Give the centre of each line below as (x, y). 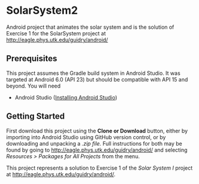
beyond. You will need (33, 86)
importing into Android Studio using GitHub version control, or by (86, 137)
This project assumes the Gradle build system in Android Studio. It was (93, 73)
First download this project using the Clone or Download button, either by (97, 131)
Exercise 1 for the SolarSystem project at (56, 33)
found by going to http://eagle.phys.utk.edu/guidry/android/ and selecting (97, 150)
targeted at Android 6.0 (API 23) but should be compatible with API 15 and (97, 79)
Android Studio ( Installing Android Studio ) (66, 97)
